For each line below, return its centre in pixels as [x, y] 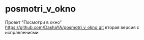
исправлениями [22, 32]
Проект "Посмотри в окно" [34, 22]
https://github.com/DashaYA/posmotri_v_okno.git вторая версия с [72, 27]
